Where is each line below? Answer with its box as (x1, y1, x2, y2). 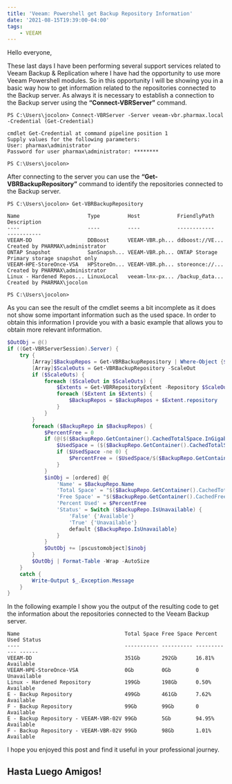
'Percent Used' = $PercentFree (56, 500, 147, 507)
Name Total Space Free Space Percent (7, 630, 217, 637)
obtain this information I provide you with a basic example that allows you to (7, 318, 223, 327)
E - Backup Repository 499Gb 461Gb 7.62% (7, 691, 212, 698)
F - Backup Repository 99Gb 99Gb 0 (7, 703, 199, 710)
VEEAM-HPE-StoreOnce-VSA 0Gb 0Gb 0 (7, 667, 199, 674)
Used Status (7, 637, 41, 644)
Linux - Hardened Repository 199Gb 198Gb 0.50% (7, 679, 212, 686)
